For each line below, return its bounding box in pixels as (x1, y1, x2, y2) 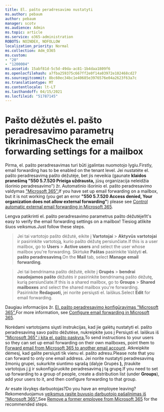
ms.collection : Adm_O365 (5, 48, 56, 53)
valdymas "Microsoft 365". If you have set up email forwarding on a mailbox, (5, 188, 158, 194)
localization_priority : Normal (5, 44, 69, 48)
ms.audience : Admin (5, 25, 45, 30)
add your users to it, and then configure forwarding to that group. (5, 376, 137, 382)
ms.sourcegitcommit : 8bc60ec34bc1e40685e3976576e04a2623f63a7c (5, 75, 137, 80)
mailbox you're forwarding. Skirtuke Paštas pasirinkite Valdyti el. (17, 249, 148, 255)
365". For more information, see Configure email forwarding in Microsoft (5, 310, 150, 315)
